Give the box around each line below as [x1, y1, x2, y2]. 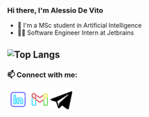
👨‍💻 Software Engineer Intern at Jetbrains [17, 28, 134, 37]
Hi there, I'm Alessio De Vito [7, 6, 104, 15]
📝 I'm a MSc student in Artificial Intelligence [17, 21, 142, 30]
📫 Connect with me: [7, 70, 78, 80]
